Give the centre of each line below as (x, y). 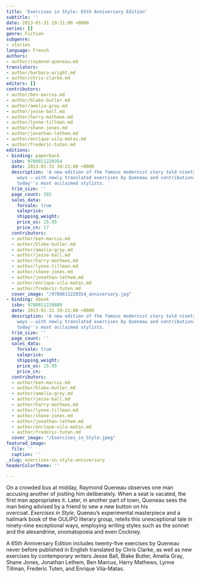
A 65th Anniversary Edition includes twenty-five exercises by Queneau (93, 543)
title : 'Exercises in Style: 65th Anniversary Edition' (77, 12)
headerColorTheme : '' (33, 465)
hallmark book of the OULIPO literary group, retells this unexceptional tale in (99, 519)
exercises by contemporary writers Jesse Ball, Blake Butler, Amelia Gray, (95, 556)
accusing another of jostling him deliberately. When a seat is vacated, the (96, 494)
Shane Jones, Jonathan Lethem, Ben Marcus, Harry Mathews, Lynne (90, 563)
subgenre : (18, 39)
